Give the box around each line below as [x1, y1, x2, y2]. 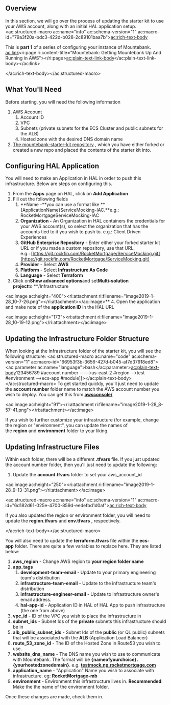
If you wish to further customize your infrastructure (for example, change [5, 417, 159, 423]
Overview [5, 4, 37, 13]
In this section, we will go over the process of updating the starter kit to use [5, 17, 164, 24]
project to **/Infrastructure [12, 283, 69, 289]
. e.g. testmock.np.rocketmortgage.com [68, 662, 156, 668]
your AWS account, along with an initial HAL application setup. [5, 23, 137, 29]
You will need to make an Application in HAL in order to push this [5, 175, 141, 182]
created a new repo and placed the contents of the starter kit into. [12, 147, 152, 153]
